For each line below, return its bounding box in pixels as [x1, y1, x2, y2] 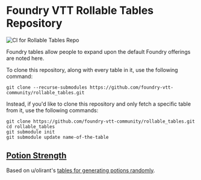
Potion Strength [6, 150, 67, 161]
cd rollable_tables [6, 123, 55, 130]
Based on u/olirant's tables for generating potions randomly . [6, 167, 155, 174]
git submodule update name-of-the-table [6, 134, 110, 140]
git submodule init [6, 129, 55, 135]
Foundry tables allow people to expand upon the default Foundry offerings [6, 48, 191, 55]
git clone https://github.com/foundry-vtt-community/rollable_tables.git [6, 118, 196, 124]
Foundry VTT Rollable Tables [6, 4, 154, 18]
